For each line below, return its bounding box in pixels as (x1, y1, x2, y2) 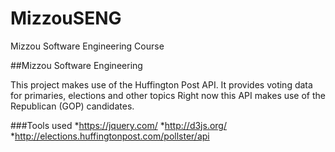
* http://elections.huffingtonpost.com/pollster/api (10, 130, 210, 142)
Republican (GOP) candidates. (10, 100, 135, 112)
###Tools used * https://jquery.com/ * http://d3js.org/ (10, 119, 227, 131)
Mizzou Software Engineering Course (10, 40, 165, 52)
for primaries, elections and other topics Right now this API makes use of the (10, 89, 327, 101)
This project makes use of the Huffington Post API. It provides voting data (10, 78, 313, 91)
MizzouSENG (10, 7, 122, 30)
